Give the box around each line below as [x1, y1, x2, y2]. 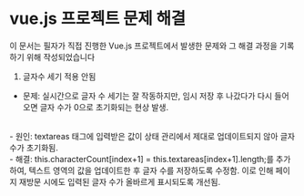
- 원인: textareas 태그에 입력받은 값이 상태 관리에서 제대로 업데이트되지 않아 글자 [9, 130, 296, 141]
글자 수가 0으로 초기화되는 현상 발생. [39, 101, 169, 112]
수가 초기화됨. [9, 142, 59, 153]
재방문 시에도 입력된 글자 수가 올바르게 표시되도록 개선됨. [18, 176, 221, 187]
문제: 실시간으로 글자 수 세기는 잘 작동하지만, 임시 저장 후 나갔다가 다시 [22, 90, 273, 101]
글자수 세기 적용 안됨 [22, 70, 96, 82]
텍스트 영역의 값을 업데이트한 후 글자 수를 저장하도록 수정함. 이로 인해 [28, 165, 274, 176]
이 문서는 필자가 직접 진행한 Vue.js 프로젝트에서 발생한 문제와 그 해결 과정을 [9, 40, 278, 51]
